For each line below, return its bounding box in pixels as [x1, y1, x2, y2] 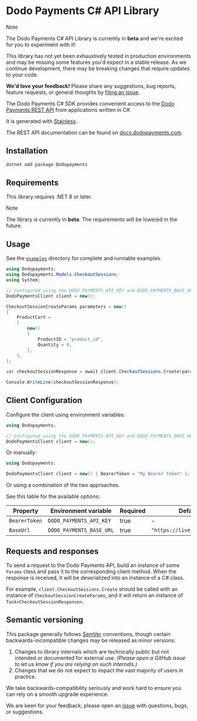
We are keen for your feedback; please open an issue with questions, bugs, [6, 702, 189, 709]
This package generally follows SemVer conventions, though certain [6, 630, 171, 637]
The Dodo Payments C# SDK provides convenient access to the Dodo [6, 100, 175, 107]
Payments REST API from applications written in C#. [6, 106, 132, 113]
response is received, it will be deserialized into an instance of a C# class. [6, 574, 185, 581]
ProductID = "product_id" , [37, 336, 104, 342]
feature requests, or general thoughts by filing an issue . [6, 89, 140, 96]
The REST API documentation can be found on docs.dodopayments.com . [6, 129, 183, 136]
